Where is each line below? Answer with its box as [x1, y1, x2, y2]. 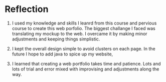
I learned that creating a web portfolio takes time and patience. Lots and [12, 60, 161, 66]
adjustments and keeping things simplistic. [12, 36, 100, 42]
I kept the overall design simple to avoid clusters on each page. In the [12, 45, 156, 51]
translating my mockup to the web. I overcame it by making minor [12, 30, 147, 36]
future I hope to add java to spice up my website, [12, 51, 113, 57]
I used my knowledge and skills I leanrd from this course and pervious [12, 20, 157, 26]
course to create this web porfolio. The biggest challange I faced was [12, 25, 156, 31]
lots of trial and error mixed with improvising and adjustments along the [12, 66, 159, 72]
